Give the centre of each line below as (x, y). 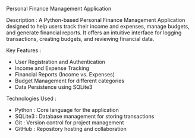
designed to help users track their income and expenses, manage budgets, (98, 26)
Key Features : (24, 50)
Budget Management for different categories (70, 81)
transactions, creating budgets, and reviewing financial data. (80, 39)
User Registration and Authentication (60, 62)
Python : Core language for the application (67, 110)
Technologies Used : (31, 98)
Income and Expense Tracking (52, 68)
